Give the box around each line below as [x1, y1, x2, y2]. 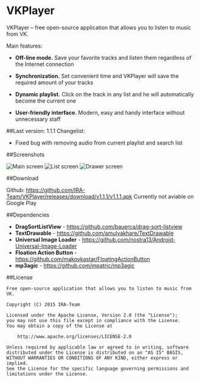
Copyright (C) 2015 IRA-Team [6, 301, 80, 308]
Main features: [6, 42, 43, 49]
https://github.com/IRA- [26, 186, 85, 193]
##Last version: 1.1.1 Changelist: [6, 127, 85, 134]
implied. [6, 360, 29, 366]
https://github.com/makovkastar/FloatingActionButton [15, 255, 150, 262]
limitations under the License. [6, 370, 88, 377]
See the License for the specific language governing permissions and [6, 366, 189, 372]
